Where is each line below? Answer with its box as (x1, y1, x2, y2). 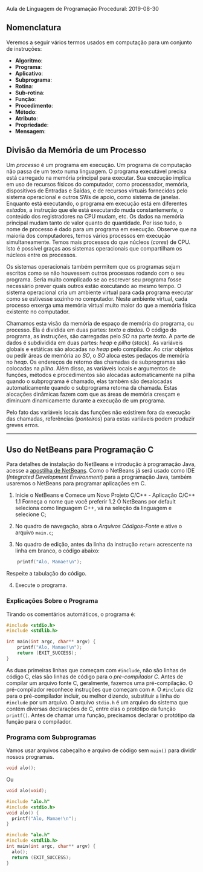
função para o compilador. (6, 718, 72, 725)
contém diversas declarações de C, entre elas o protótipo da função (6, 705, 176, 712)
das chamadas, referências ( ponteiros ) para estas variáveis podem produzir (6, 415, 195, 422)
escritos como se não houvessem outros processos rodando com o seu (6, 269, 185, 277)
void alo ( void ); (6, 788, 47, 794)
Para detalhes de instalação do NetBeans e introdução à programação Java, (6, 461, 196, 468)
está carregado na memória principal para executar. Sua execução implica (6, 174, 192, 181)
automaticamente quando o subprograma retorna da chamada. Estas (6, 384, 178, 391)
